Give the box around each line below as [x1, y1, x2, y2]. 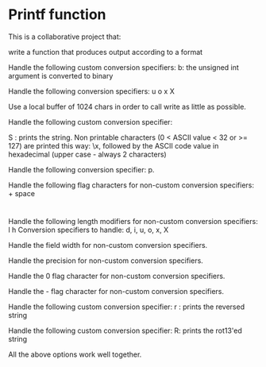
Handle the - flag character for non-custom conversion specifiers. [8, 287, 225, 296]
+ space [8, 188, 36, 198]
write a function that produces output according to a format [8, 47, 203, 56]
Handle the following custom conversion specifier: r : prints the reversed [8, 302, 245, 311]
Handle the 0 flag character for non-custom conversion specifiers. [8, 272, 226, 281]
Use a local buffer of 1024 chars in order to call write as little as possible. [8, 102, 246, 111]
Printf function [8, 6, 106, 24]
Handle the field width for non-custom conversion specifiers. [8, 241, 208, 250]
